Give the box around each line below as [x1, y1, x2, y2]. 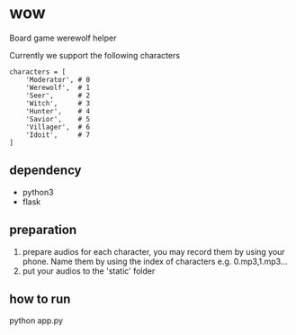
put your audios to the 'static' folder [22, 265, 156, 276]
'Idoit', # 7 [25, 130, 91, 140]
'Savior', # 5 [25, 114, 91, 123]
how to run [9, 291, 71, 306]
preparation [9, 222, 77, 238]
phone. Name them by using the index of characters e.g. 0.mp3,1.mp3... [22, 256, 288, 267]
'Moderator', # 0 [25, 75, 91, 84]
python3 [22, 186, 54, 197]
